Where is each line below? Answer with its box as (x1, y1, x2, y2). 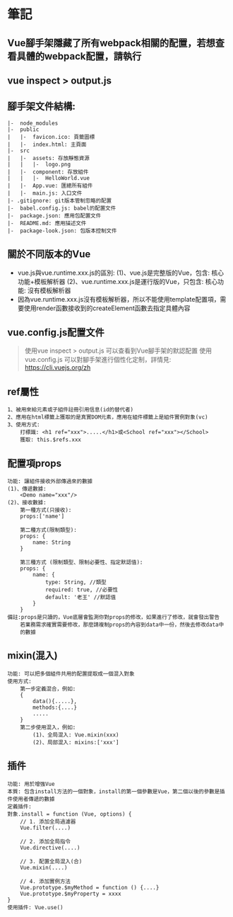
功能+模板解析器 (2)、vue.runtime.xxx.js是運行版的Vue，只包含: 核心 (17, 277, 218, 285)
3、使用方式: (7, 421, 40, 428)
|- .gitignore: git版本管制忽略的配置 (7, 197, 112, 204)
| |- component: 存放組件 (7, 168, 89, 176)
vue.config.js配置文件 (7, 326, 104, 338)
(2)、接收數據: (7, 499, 47, 506)
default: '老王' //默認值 (44, 594, 116, 601)
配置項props (7, 457, 62, 469)
